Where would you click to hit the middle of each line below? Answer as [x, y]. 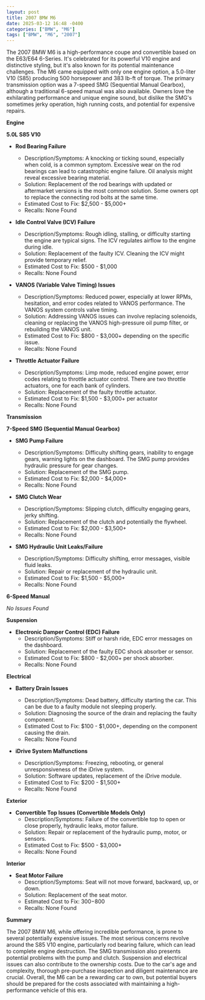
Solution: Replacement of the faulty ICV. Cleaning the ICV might [104, 254]
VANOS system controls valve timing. [71, 310]
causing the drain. [47, 733]
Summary [19, 920]
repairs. [16, 111]
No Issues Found [28, 608]
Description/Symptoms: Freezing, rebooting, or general [94, 763]
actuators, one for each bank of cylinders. [77, 386]
